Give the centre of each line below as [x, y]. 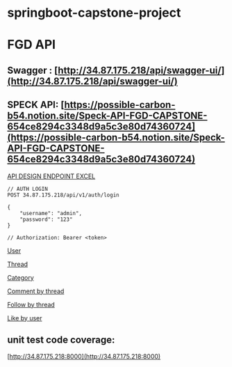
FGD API [32, 45]
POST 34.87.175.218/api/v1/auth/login [63, 195]
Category [21, 277]
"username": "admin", [51, 213]
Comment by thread [36, 291]
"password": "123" [46, 219]
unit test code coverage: [61, 339]
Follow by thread [31, 304]
